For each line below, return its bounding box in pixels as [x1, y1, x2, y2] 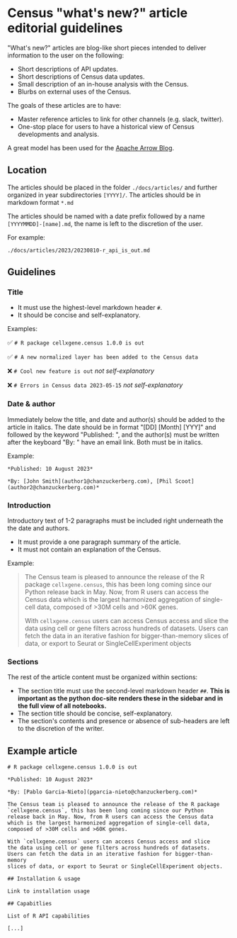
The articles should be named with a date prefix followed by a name [7, 211, 205, 220]
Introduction [7, 500, 51, 510]
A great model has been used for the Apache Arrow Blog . [7, 143, 175, 152]
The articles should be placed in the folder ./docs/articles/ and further [7, 183, 218, 191]
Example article [7, 744, 78, 756]
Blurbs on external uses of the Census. [17, 87, 132, 96]
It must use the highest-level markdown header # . [17, 303, 163, 312]
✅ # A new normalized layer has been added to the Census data [7, 352, 199, 361]
